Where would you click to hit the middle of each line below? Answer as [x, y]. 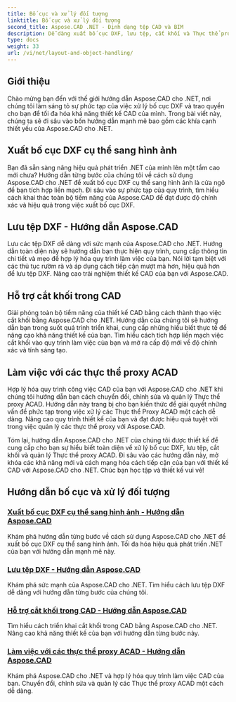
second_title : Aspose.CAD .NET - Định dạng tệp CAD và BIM [96, 27]
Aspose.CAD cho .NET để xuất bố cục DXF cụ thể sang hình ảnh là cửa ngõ [116, 182]
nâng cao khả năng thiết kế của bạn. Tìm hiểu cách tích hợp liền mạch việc [116, 336]
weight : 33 [23, 46]
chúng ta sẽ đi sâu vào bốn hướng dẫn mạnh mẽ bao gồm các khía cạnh [112, 121]
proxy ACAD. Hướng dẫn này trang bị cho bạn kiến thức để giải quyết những [117, 404]
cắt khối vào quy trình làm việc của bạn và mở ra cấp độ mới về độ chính [112, 343]
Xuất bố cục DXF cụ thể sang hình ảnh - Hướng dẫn [96, 512]
